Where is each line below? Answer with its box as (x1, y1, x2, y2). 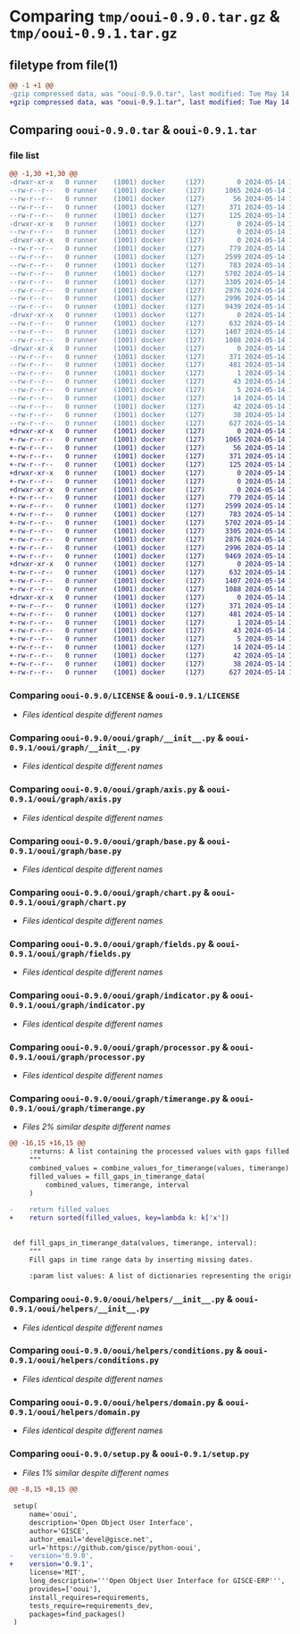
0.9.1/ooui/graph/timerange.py (9, 1103, 146, 1113)
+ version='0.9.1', (9, 1560, 94, 1569)
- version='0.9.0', (9, 1552, 94, 1561)
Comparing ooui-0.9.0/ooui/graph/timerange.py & (9, 1092, 229, 1104)
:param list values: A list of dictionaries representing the (29, 1271, 266, 1281)
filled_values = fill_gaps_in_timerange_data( (29, 1172, 205, 1181)
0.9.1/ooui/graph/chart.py (9, 897, 127, 908)
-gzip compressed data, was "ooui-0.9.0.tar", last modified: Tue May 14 (9, 89, 290, 98)
